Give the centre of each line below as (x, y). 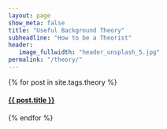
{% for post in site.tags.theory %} (63, 82)
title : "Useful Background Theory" (67, 30)
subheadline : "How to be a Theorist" (70, 38)
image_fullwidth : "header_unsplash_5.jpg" (89, 52)
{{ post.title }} (32, 101)
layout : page (30, 15)
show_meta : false (37, 23)
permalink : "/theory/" (45, 60)
